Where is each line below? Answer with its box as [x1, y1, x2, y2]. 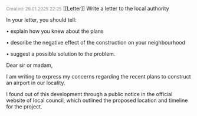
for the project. [6, 103, 42, 110]
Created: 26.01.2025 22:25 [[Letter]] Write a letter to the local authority [6, 5, 169, 12]
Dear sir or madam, [6, 62, 53, 69]
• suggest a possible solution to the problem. [6, 50, 116, 57]
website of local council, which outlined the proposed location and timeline [6, 97, 188, 104]
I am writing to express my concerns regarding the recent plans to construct [6, 73, 191, 80]
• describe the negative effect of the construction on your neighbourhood [6, 39, 186, 46]
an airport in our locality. [6, 79, 65, 86]
